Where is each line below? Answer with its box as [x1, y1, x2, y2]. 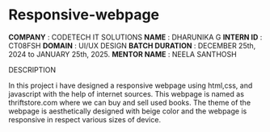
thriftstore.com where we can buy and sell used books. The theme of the [8, 97, 251, 107]
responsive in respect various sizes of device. [8, 114, 162, 124]
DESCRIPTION [8, 64, 57, 74]
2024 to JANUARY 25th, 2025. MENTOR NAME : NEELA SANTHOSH [8, 49, 237, 59]
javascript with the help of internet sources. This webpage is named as [8, 89, 245, 98]
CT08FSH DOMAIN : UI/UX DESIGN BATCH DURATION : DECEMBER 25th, [8, 40, 256, 50]
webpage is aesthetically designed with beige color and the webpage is [8, 106, 247, 116]
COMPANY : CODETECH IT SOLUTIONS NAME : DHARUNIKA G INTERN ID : [8, 32, 263, 42]
